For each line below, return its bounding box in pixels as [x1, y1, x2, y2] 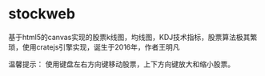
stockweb [8, 5, 76, 23]
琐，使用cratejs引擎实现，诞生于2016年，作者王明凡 [8, 42, 180, 52]
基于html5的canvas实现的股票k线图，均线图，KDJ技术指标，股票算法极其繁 [8, 32, 258, 42]
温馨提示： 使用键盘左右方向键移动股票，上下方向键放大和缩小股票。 [8, 59, 235, 69]
